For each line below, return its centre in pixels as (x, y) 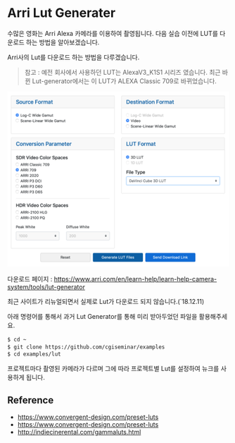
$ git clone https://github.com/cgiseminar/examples (86, 347)
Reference (31, 400)
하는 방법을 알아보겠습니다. (63, 42)
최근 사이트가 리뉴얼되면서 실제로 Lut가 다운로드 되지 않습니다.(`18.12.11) (106, 301)
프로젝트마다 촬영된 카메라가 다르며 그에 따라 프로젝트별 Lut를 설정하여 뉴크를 (113, 369)
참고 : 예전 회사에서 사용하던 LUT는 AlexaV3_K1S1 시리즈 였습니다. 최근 (122, 72)
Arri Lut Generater (62, 13)
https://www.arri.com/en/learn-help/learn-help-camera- (135, 279)
